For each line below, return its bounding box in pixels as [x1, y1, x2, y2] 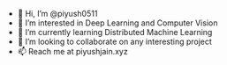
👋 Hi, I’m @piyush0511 [17, 9, 98, 18]
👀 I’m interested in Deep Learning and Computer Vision [17, 18, 218, 28]
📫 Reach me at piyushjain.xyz [17, 47, 128, 56]
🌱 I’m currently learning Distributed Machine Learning [17, 27, 213, 37]
